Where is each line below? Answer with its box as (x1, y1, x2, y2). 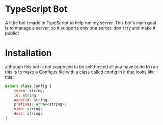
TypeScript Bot (5, 3, 68, 15)
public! (5, 30, 19, 36)
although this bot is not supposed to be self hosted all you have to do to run (5, 63, 158, 69)
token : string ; (14, 88, 45, 93)
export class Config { (5, 84, 52, 89)
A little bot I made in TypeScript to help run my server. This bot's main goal (5, 20, 156, 26)
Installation (5, 48, 52, 59)
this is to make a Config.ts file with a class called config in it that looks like (5, 69, 155, 75)
